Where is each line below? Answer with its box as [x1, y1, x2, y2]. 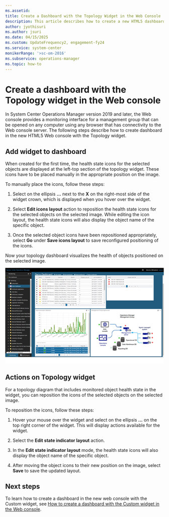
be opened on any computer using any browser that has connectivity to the [5, 122, 161, 128]
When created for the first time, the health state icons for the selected [5, 161, 150, 167]
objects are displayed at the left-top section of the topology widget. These [5, 166, 159, 172]
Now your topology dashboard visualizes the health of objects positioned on [5, 252, 163, 258]
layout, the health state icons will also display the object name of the [12, 217, 154, 223]
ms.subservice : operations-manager [5, 56, 80, 61]
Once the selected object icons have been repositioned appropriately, [12, 232, 157, 238]
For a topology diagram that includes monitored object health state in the [5, 386, 156, 392]
